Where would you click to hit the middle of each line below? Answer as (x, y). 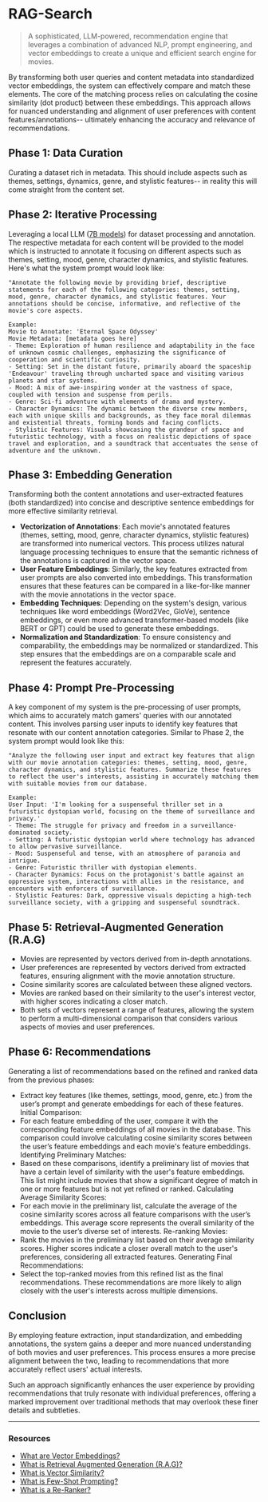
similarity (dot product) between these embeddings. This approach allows (130, 102)
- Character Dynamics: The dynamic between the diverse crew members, (128, 409)
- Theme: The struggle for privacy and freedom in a (98, 826)
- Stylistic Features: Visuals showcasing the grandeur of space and (126, 429)
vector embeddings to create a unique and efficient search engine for (142, 53)
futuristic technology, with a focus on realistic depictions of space (130, 437)
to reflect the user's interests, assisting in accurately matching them (134, 777)
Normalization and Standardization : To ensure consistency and (125, 637)
